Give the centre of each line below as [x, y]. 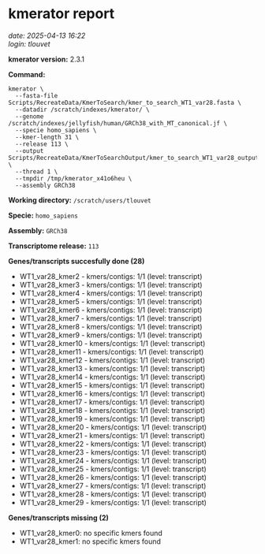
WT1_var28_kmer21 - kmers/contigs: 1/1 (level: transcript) [112, 435]
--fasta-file [37, 95]
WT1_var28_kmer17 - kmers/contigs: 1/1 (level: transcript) [112, 402]
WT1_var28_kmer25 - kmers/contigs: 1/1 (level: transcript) [113, 469]
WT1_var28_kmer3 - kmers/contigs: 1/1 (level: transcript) [111, 284]
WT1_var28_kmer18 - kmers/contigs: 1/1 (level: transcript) [112, 410]
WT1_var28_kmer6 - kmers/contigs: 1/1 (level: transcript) [111, 310]
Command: [27, 74]
